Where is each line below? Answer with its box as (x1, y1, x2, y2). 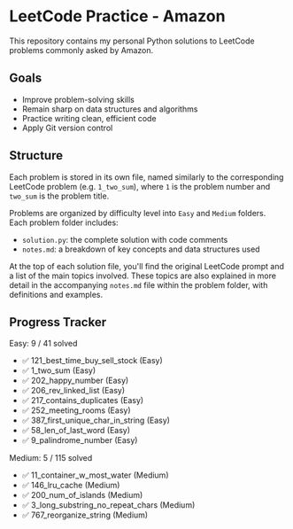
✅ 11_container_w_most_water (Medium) (21, 470, 169, 480)
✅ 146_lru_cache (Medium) (21, 480, 120, 491)
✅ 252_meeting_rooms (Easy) (21, 405, 131, 416)
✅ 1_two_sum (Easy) (21, 365, 96, 376)
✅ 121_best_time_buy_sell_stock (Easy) (21, 355, 164, 366)
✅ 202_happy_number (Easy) (21, 375, 129, 386)
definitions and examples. (9, 289, 104, 300)
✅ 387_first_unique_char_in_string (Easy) (21, 415, 171, 426)
